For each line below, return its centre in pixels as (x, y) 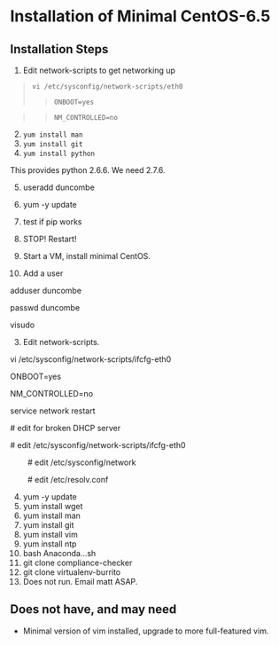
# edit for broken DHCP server (66, 428)
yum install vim (50, 535)
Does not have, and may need (93, 610)
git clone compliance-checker (77, 562)
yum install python (59, 153)
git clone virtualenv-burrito (72, 572)
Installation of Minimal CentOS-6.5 (140, 16)
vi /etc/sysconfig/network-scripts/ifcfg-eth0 (91, 359)
